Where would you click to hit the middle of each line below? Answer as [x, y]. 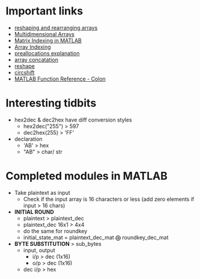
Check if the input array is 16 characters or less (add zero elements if [109, 199]
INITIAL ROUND [34, 212]
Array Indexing [33, 47]
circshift [24, 72]
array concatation [36, 60]
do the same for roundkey [55, 231]
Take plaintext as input [42, 192]
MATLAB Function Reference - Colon [60, 79]
